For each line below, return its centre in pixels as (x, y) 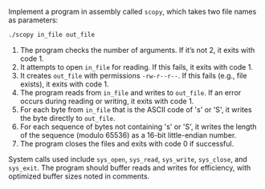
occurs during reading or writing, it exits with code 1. (107, 101)
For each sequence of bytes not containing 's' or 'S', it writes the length (138, 127)
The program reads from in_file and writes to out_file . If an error (130, 92)
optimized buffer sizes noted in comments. (79, 176)
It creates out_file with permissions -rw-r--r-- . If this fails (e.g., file (133, 75)
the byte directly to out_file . (67, 118)
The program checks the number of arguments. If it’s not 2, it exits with (137, 50)
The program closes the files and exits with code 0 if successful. (127, 143)
